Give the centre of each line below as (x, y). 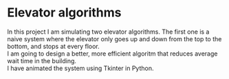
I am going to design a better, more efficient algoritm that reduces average (112, 54)
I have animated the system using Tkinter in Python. (80, 68)
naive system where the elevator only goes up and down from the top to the (115, 38)
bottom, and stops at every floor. (53, 46)
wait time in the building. (42, 60)
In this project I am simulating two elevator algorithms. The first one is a (108, 32)
